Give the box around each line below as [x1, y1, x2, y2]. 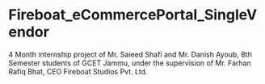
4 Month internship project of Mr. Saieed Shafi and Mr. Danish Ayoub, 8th [8, 49, 252, 59]
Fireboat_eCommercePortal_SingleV [8, 6, 258, 24]
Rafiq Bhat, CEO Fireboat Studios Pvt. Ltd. [8, 66, 148, 76]
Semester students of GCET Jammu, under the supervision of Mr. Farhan [8, 58, 252, 68]
